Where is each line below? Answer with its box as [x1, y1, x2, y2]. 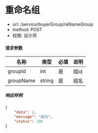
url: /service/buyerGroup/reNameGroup [12, 21, 93, 27]
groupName [7, 77, 36, 84]
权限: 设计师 [12, 32, 37, 38]
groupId [7, 68, 26, 75]
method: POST [12, 26, 43, 32]
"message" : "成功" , [14, 114, 53, 119]
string [40, 77, 53, 84]
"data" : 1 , [14, 110, 37, 115]
